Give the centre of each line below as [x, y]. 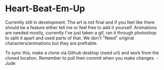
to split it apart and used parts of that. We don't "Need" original [70, 38]
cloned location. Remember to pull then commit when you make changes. [80, 58]
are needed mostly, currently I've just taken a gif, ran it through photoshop [81, 33]
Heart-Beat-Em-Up [45, 9]
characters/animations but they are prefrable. [52, 43]
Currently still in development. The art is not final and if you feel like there [80, 22]
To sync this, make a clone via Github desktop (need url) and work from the [82, 53]
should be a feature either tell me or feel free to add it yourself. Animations [81, 27]
